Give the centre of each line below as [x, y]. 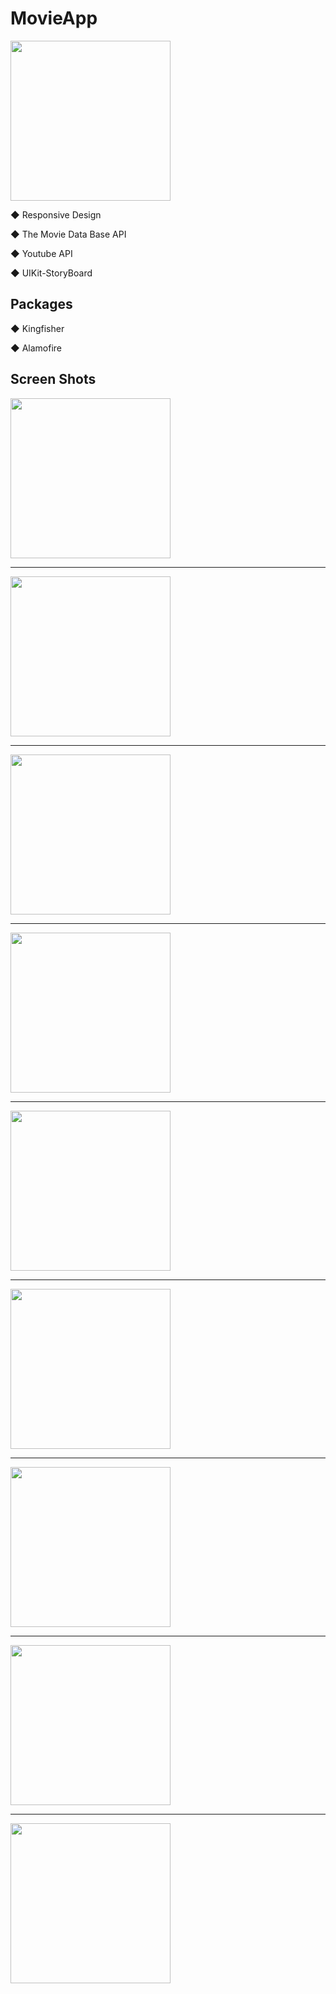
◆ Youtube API [41, 253]
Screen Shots [53, 379]
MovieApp [54, 18]
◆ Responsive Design [56, 214]
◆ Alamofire [36, 348]
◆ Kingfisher [37, 328]
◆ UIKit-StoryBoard [51, 273]
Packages [41, 304]
